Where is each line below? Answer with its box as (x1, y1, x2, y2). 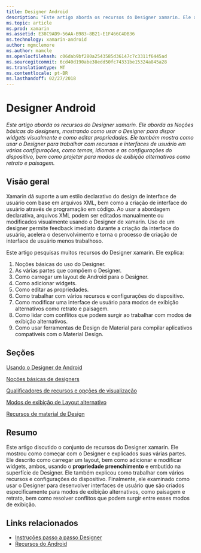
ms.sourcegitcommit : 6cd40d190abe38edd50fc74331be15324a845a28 (6, 59, 167, 65)
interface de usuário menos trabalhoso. (6, 237, 103, 244)
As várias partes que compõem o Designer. (14, 267, 122, 274)
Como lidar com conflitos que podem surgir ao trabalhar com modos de (14, 311, 192, 318)
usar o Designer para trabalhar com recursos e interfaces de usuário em (6, 140, 186, 147)
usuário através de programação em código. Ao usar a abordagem (6, 205, 170, 213)
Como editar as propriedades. (14, 286, 89, 293)
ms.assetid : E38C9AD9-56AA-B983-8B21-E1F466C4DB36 (6, 31, 135, 37)
